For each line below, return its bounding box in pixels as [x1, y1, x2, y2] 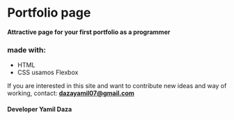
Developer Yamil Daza [7, 105, 72, 113]
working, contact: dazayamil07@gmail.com [7, 89, 134, 98]
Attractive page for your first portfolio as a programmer [7, 28, 171, 36]
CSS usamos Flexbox [17, 68, 79, 77]
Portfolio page [7, 5, 91, 21]
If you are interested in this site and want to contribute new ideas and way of [7, 82, 227, 90]
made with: [7, 45, 47, 55]
